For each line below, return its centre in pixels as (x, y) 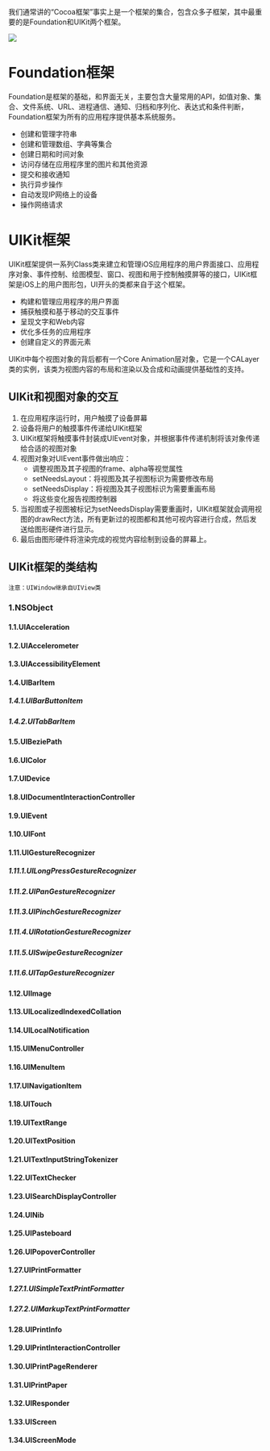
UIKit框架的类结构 (53, 567)
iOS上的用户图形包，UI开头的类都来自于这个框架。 (106, 284)
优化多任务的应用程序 (55, 331)
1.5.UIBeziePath (35, 742)
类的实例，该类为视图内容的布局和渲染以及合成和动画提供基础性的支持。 (128, 369)
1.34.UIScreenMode (42, 1441)
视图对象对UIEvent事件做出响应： (75, 458)
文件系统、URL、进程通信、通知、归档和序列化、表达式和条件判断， (135, 107)
